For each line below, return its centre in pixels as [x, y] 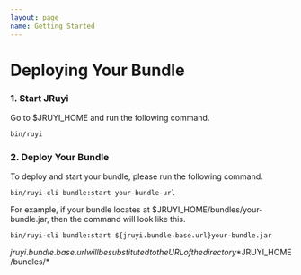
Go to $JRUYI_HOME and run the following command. [110, 117]
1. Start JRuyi [40, 98]
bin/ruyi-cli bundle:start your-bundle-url [93, 193]
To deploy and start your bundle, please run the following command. [137, 176]
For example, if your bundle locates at [80, 210]
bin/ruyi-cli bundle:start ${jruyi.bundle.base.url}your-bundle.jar [141, 236]
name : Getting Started [53, 26]
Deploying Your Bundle [97, 70]
